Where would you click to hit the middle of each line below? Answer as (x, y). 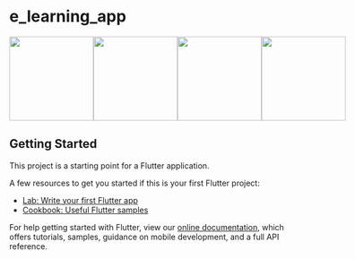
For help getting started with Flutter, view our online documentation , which (147, 227)
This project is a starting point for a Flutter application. (109, 165)
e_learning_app (68, 17)
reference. (28, 246)
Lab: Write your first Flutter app (80, 200)
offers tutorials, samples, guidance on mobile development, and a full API (144, 237)
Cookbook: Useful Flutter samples (85, 210)
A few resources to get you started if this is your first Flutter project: (134, 183)
